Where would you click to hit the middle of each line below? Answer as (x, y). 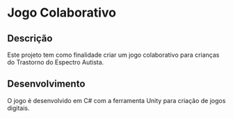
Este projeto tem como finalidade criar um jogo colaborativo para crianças (113, 55)
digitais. (18, 108)
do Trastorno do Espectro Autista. (56, 62)
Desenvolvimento (46, 84)
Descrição (30, 38)
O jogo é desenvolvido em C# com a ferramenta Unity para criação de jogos (116, 100)
